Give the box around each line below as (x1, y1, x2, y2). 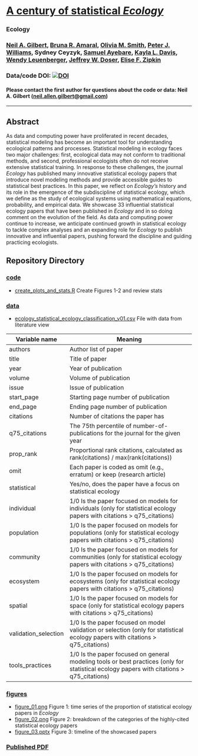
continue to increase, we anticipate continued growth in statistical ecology (6, 220, 187, 227)
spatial (9, 601, 28, 609)
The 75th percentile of (70, 421, 132, 430)
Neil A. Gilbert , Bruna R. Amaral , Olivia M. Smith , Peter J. (6, 41, 170, 49)
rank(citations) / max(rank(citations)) (70, 453, 173, 461)
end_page (9, 402, 37, 411)
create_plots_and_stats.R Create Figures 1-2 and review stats (14, 287, 163, 294)
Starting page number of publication (70, 393, 170, 401)
